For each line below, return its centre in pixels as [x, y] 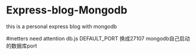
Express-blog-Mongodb [67, 10]
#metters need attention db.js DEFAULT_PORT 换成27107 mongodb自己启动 [98, 38]
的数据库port [22, 46]
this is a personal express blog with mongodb [62, 26]
